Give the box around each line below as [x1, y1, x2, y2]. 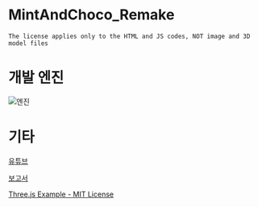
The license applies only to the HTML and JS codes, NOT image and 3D [8, 32, 251, 40]
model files [8, 39, 48, 48]
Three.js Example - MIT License [8, 189, 114, 199]
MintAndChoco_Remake [8, 6, 175, 24]
